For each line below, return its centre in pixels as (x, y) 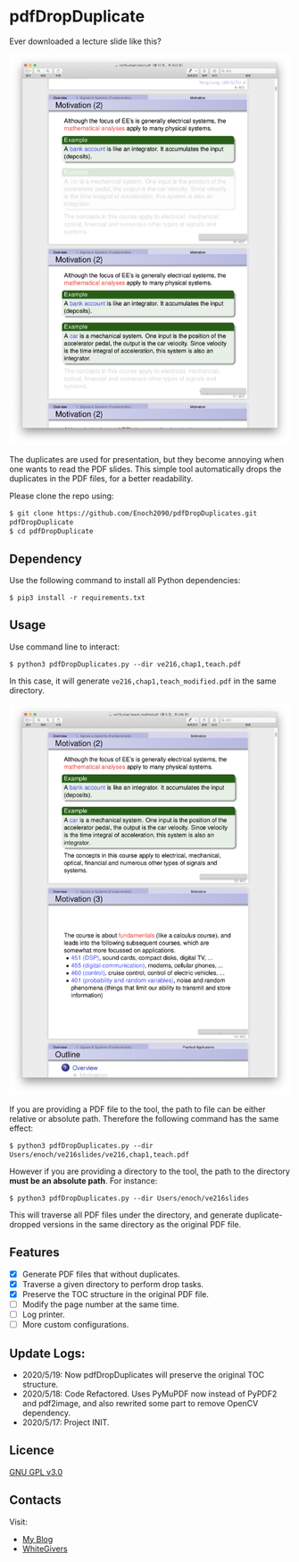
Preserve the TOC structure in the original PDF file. (116, 1294)
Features (34, 1253)
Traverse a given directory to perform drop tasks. (112, 1284)
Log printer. (43, 1315)
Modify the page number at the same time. (101, 1304)
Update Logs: (47, 1353)
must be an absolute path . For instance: (83, 1181)
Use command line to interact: (65, 647)
